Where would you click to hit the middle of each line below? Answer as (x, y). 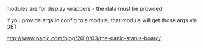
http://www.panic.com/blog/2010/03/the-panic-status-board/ (84, 38)
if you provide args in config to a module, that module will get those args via (101, 20)
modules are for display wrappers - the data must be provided (84, 9)
